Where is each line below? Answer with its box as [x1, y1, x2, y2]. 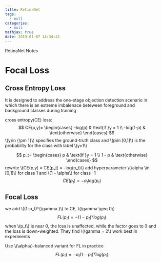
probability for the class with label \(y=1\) [5, 142, 87, 148]
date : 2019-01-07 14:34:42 [5, 35, 60, 40]
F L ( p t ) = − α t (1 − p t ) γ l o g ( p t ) [55, 250, 109, 259]
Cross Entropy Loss [5, 84, 66, 93]
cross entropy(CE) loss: [5, 117, 53, 122]
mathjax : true [5, 30, 34, 35]
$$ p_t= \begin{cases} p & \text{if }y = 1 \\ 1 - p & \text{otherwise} [16, 152, 148, 158]
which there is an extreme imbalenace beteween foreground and [5, 102, 135, 108]
